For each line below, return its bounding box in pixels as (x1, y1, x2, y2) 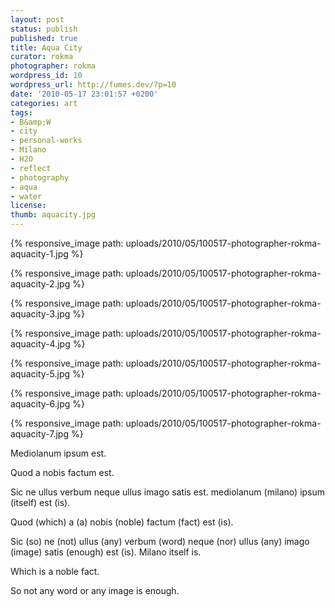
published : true (10, 33, 78, 43)
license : (10, 201, 47, 211)
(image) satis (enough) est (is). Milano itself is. (10, 546, 202, 558)
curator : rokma (10, 52, 74, 62)
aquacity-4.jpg (10, 338, 71, 350)
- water (10, 191, 43, 201)
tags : (10, 107, 33, 118)
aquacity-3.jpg (10, 308, 71, 320)
